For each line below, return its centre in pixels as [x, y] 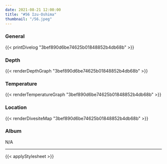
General [15, 36]
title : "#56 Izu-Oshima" [31, 14]
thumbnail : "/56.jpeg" [29, 19]
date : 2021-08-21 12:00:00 [33, 10]
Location [16, 107]
